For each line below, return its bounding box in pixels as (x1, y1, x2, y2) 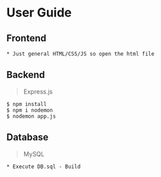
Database (6, 132, 49, 143)
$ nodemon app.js (6, 112, 56, 120)
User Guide (6, 5, 72, 21)
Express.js (23, 87, 53, 96)
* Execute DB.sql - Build (6, 163, 80, 170)
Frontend (6, 32, 47, 44)
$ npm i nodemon (6, 107, 53, 114)
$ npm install (6, 101, 47, 107)
